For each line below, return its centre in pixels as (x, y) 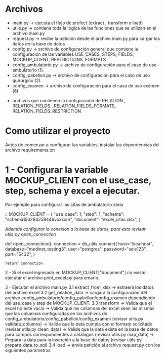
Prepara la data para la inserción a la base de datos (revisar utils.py (74, 340)
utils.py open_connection (31, 234)
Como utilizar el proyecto (58, 131)
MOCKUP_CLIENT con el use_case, (78, 180)
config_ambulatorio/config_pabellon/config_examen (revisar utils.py (74, 318)
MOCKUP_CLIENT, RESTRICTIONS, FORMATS (59, 59)
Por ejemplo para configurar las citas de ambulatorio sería (64, 204)
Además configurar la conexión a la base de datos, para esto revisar (75, 229)
